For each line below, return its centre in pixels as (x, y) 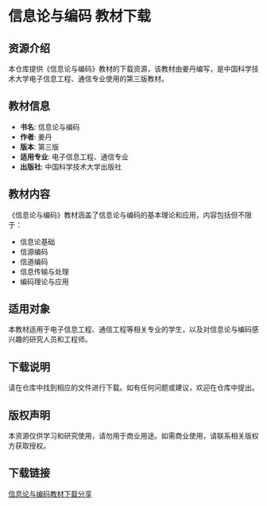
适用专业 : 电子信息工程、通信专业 (74, 157)
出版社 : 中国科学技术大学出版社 (70, 166)
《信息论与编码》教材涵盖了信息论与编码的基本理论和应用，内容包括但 (123, 215)
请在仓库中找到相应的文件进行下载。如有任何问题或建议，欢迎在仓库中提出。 (133, 387)
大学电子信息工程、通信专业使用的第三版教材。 (91, 79)
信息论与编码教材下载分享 (50, 493)
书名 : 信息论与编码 (50, 127)
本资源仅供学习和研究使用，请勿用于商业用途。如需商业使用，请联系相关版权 (133, 436)
